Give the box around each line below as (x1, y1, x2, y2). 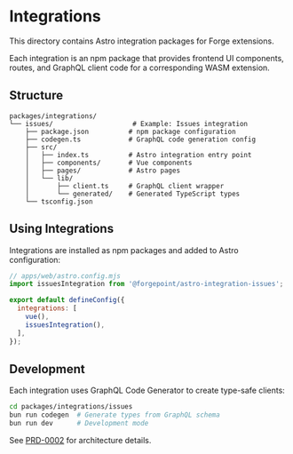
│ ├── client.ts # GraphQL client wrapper (25, 181, 225, 190)
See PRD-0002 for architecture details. (9, 435, 152, 445)
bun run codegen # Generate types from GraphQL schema (9, 410, 220, 419)
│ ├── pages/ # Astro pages (25, 166, 180, 175)
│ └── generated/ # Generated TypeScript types (25, 189, 241, 198)
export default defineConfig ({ (9, 296, 125, 305)
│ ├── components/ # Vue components (25, 158, 193, 167)
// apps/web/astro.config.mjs (9, 271, 122, 281)
